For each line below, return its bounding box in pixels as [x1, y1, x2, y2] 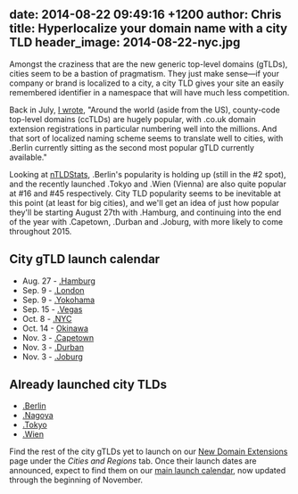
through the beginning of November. [9, 474, 144, 485]
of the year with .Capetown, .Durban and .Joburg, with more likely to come [9, 216, 284, 226]
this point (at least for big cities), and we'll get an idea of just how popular [9, 197, 279, 208]
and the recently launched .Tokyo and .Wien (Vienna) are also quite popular [9, 178, 287, 189]
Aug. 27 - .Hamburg [21, 276, 96, 286]
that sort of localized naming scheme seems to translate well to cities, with [9, 133, 284, 144]
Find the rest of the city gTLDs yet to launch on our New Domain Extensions [9, 446, 288, 457]
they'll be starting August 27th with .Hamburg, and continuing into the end [9, 207, 282, 218]
